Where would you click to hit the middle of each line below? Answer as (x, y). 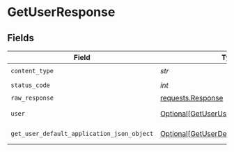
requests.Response (192, 98)
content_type (32, 71)
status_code (31, 85)
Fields (21, 38)
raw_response (32, 98)
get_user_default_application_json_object (82, 134)
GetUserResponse (61, 12)
